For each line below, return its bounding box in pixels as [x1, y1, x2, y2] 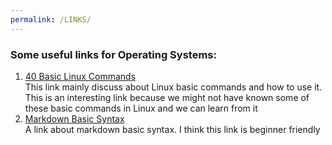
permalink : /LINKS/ [10, 14, 92, 25]
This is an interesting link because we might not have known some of [24, 91, 310, 103]
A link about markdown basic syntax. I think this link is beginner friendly [24, 123, 321, 135]
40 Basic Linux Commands [24, 70, 137, 82]
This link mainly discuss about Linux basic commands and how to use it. [24, 81, 323, 93]
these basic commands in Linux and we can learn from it [24, 102, 258, 114]
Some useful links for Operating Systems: [10, 47, 217, 61]
